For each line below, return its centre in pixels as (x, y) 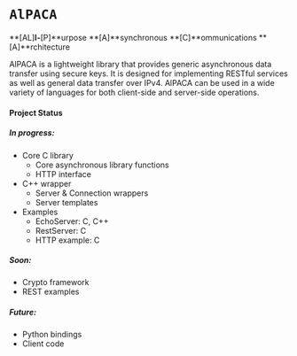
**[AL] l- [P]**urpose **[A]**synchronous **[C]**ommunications (133, 37)
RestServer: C (61, 230)
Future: (23, 313)
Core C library (47, 155)
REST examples (51, 292)
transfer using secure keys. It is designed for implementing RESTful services (148, 74)
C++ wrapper (47, 183)
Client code (43, 344)
